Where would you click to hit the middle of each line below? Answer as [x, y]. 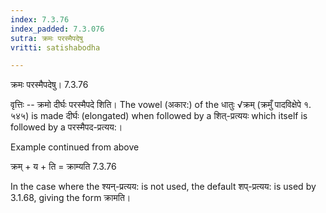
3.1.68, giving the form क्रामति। [71, 198]
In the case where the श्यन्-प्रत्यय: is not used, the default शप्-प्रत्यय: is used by [163, 187]
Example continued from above [75, 147]
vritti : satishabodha [55, 47]
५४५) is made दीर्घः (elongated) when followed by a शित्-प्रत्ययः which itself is [159, 116]
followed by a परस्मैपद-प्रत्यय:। [66, 127]
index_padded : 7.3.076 [57, 29]
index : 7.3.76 [40, 19]
